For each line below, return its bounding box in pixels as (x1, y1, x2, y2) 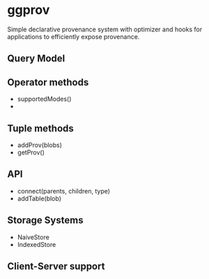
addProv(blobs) (17, 141, 63, 149)
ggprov (7, 2, 50, 18)
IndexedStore (17, 240, 56, 248)
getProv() (17, 148, 45, 157)
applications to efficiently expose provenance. (7, 32, 140, 40)
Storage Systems (7, 214, 84, 226)
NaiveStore (17, 232, 50, 241)
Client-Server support (7, 260, 105, 272)
